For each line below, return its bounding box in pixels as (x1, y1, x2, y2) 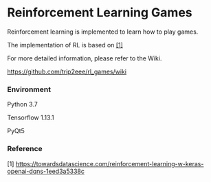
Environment (7, 84, 52, 94)
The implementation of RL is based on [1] (7, 41, 124, 49)
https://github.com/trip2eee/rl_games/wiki (7, 67, 127, 76)
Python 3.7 (7, 100, 38, 109)
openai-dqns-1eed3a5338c (7, 167, 85, 175)
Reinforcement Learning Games (7, 5, 192, 21)
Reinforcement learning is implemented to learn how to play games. (7, 27, 199, 36)
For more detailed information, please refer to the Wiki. (7, 54, 162, 62)
